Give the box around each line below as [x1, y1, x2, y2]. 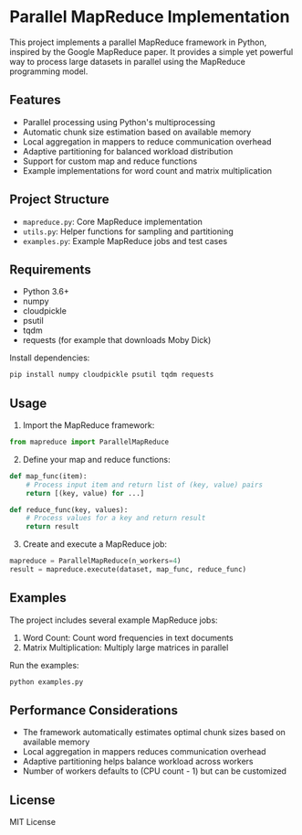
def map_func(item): [9, 471, 89, 481]
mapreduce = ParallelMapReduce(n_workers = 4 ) [9, 556, 182, 566]
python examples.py [9, 677, 84, 687]
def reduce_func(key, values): [9, 505, 129, 514]
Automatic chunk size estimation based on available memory [22, 126, 252, 137]
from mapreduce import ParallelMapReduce [9, 437, 170, 447]
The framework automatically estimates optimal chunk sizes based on [22, 727, 286, 738]
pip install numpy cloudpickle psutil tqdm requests [9, 370, 214, 380]
